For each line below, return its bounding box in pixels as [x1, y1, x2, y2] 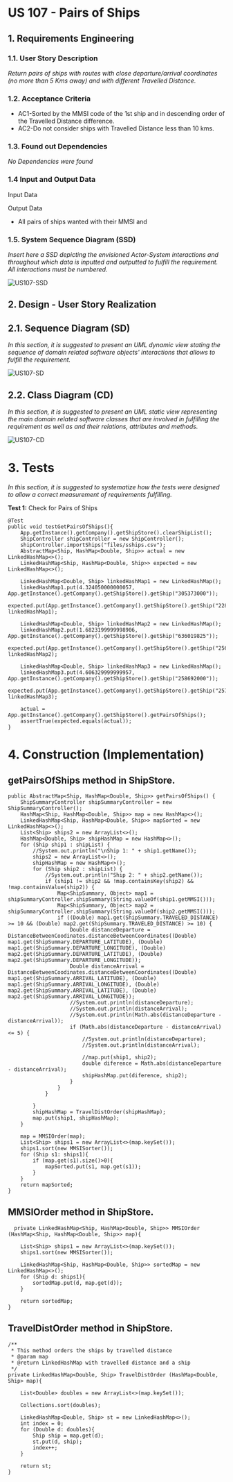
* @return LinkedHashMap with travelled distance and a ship [10, 1359, 191, 1366]
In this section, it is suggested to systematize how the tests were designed [8, 483, 220, 491]
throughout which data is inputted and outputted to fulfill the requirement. [8, 258, 218, 267]
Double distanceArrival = [69, 963, 145, 970]
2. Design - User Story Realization [8, 298, 156, 310]
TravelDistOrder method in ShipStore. [8, 1322, 174, 1334]
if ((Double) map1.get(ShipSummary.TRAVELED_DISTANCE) [57, 914, 218, 921]
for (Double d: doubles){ [20, 1426, 95, 1433]
